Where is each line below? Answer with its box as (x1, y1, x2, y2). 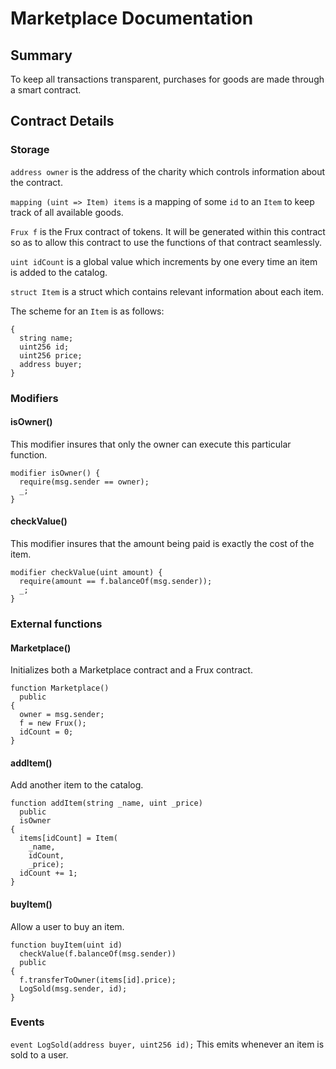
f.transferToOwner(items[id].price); (19, 975, 177, 985)
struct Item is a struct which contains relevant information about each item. (10, 285, 324, 297)
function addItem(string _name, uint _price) (10, 798, 203, 809)
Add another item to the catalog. (10, 779, 144, 791)
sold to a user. (10, 1048, 69, 1061)
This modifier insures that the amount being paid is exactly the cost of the (10, 538, 315, 550)
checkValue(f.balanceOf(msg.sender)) (19, 948, 177, 959)
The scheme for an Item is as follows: (10, 305, 165, 317)
